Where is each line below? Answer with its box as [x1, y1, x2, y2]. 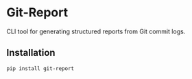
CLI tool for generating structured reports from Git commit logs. [6, 27, 186, 35]
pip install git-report [6, 65, 75, 72]
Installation [6, 47, 56, 59]
